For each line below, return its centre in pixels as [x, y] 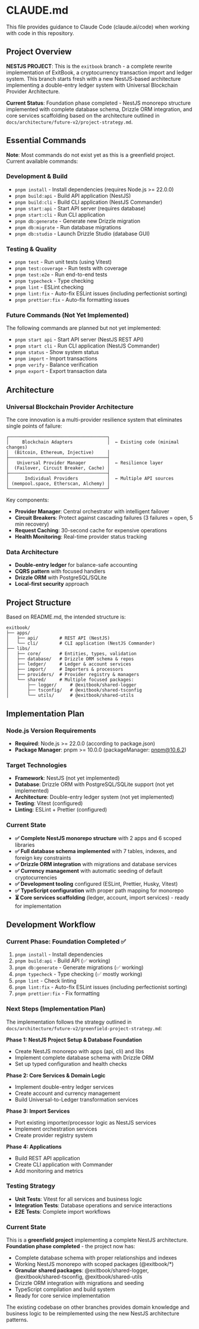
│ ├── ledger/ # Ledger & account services [69, 664]
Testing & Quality [31, 249]
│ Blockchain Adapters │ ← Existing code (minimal [93, 442]
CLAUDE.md [37, 10]
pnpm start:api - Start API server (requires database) [80, 208]
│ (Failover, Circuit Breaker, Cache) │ [58, 468]
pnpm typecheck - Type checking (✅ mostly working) [78, 974]
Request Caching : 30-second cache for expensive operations [91, 531]
